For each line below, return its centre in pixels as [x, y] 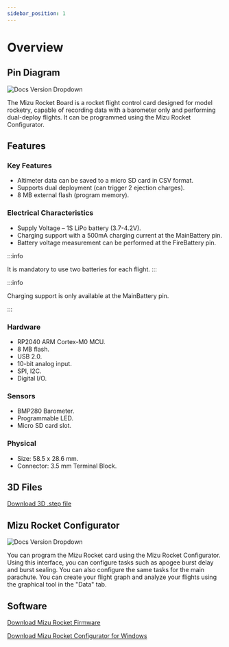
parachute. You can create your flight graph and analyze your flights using [112, 577]
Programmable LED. [45, 418]
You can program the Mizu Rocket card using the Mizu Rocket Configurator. [114, 555]
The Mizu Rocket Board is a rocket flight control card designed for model [110, 102]
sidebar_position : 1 [37, 13]
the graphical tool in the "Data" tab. [57, 584]
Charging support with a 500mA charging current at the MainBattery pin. [120, 235]
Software [27, 606]
